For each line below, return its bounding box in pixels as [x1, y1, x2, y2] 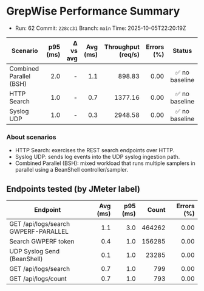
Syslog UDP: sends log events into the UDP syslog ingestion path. [15, 153, 180, 161]
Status [172, 46, 192, 55]
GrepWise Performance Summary [6, 4, 180, 18]
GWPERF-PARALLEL [9, 227, 69, 236]
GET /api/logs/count [9, 275, 67, 283]
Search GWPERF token [9, 237, 75, 246]
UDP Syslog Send [9, 247, 60, 256]
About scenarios [6, 133, 56, 141]
